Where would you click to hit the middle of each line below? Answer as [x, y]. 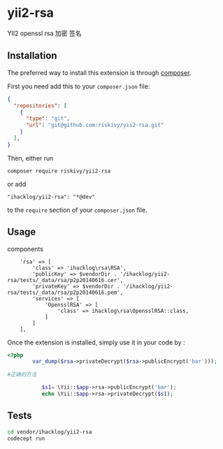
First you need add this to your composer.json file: [79, 86]
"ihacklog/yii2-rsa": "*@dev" [51, 197]
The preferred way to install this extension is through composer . [99, 72]
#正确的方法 [22, 375]
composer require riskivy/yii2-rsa [59, 171]
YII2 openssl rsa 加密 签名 [44, 33]
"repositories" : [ [41, 106]
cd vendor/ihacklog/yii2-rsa [50, 432]
